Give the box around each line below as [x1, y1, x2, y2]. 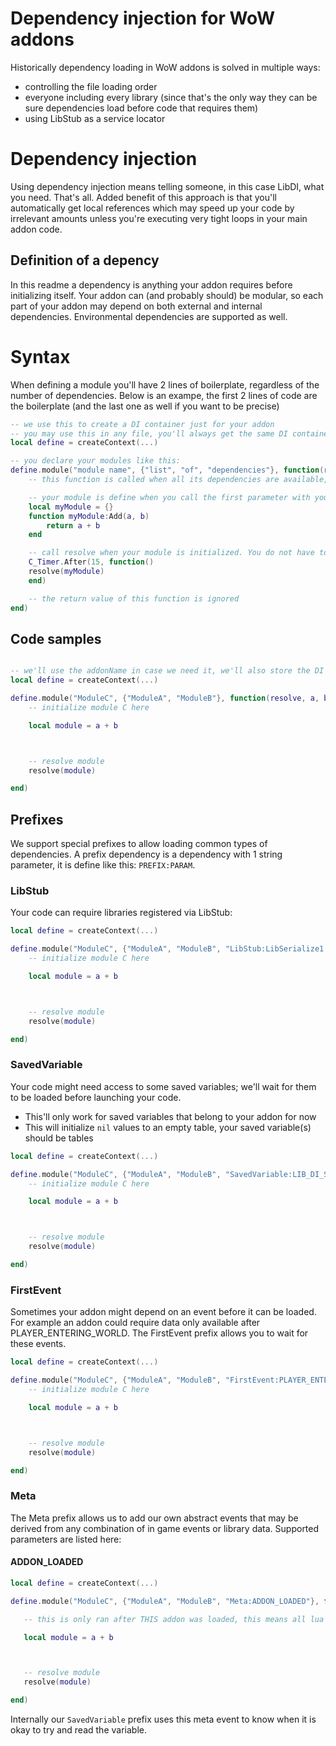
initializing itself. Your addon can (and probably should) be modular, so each [10, 289, 324, 301]
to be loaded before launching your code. [10, 1091, 182, 1103]
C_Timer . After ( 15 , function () [28, 557, 155, 567]
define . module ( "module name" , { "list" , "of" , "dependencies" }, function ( [10, 465, 325, 476]
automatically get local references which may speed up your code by [10, 202, 295, 214]
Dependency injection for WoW [10, 7, 275, 30]
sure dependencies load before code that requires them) [24, 102, 259, 114]
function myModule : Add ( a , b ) [28, 511, 150, 521]
